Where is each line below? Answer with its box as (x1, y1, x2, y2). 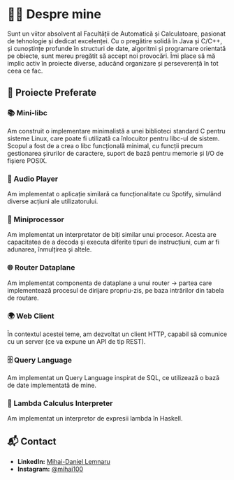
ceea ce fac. (7, 66, 43, 75)
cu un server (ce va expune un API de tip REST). (7, 337, 146, 345)
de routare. (7, 293, 40, 302)
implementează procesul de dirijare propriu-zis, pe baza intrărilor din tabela (7, 286, 225, 294)
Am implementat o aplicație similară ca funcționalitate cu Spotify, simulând (7, 189, 221, 198)
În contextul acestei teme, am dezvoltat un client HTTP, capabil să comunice (7, 330, 228, 338)
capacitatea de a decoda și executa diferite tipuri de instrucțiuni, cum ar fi (7, 238, 220, 247)
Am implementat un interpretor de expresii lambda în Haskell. (7, 414, 183, 423)
